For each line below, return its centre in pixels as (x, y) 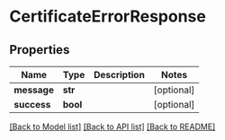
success (32, 105)
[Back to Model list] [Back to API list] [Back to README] (112, 127)
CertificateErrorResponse (108, 17)
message (34, 90)
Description (119, 75)
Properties (40, 50)
